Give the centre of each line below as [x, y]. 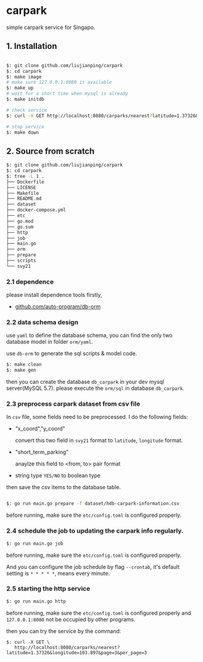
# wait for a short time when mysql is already [67, 94]
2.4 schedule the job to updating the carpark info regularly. [95, 531]
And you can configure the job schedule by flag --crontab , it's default [93, 566]
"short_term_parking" [42, 452]
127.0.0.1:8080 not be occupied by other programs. [71, 619]
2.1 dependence [30, 282]
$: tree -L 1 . [25, 176]
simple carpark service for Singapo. [51, 27]
